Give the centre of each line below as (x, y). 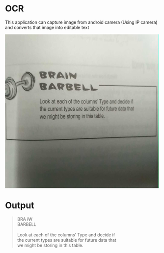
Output (20, 206)
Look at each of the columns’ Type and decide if (66, 235)
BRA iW (25, 219)
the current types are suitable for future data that (67, 240)
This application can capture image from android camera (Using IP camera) (82, 22)
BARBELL (27, 224)
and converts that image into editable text (47, 27)
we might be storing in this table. (50, 245)
